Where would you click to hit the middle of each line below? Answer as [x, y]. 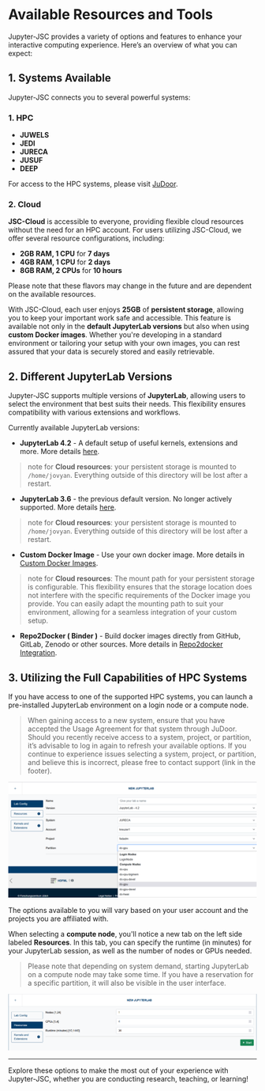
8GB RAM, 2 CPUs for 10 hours [71, 271]
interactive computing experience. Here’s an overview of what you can [123, 44]
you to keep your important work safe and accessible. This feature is [119, 318]
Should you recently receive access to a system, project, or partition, [139, 737]
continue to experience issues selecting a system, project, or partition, [142, 754]
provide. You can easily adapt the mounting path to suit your [125, 604]
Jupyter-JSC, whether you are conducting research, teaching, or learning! [128, 1079]
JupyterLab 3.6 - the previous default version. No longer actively [126, 499]
